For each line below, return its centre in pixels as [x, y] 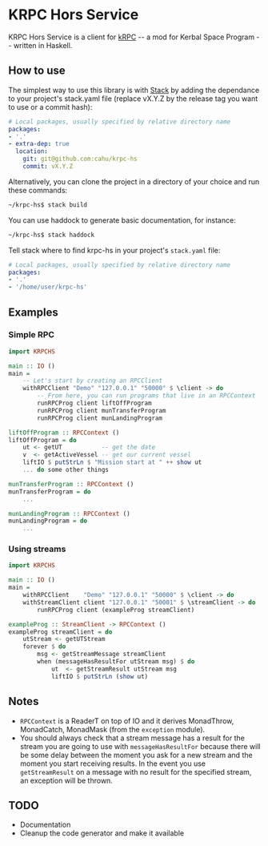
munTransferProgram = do [50, 491]
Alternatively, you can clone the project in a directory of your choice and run [134, 181]
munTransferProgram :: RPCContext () [71, 484]
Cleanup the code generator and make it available [102, 833]
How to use [37, 71]
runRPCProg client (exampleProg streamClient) [116, 610]
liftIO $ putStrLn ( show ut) [100, 676]
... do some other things [66, 470]
